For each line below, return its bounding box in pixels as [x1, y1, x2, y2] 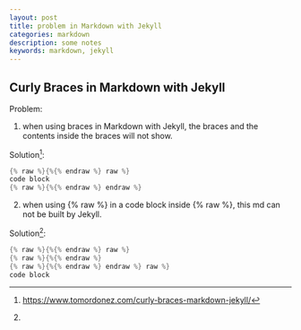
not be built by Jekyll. [21, 209, 102, 220]
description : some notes [9, 38, 102, 48]
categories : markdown [9, 30, 90, 39]
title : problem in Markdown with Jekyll [9, 22, 163, 30]
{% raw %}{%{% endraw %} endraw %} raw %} [9, 262, 170, 271]
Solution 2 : [9, 226, 47, 239]
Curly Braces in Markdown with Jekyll [9, 80, 226, 95]
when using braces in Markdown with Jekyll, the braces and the [21, 120, 259, 131]
